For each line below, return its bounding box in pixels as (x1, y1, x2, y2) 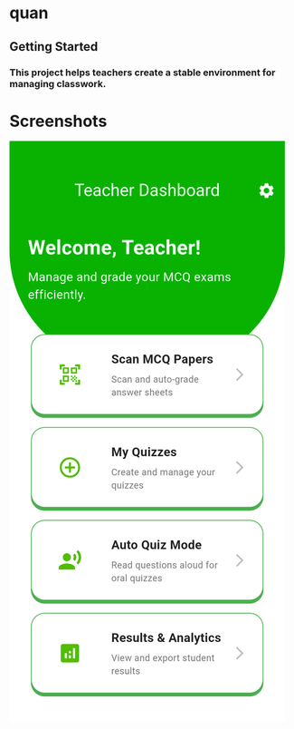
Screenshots (9, 111, 108, 131)
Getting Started (9, 39, 99, 54)
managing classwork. (9, 77, 107, 90)
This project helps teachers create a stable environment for (9, 66, 276, 79)
